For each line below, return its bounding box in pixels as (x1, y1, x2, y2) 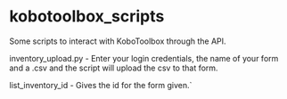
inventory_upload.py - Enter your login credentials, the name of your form (9, 53, 279, 63)
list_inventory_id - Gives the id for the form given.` (9, 79, 193, 90)
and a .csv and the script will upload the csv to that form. (9, 62, 218, 73)
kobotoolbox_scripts (9, 6, 165, 27)
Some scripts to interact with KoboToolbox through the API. (9, 36, 226, 46)
